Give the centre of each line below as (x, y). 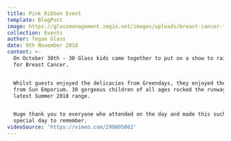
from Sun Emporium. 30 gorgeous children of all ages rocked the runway (120, 89)
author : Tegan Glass (37, 39)
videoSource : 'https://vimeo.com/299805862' (72, 127)
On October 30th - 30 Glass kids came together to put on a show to (113, 58)
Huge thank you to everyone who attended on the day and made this (112, 114)
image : (16, 26)
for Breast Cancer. (41, 65)
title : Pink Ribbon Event (44, 13)
